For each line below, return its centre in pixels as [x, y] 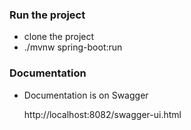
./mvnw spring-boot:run [73, 47]
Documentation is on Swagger [86, 95]
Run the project [47, 15]
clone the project [59, 37]
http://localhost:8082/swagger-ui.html [102, 114]
